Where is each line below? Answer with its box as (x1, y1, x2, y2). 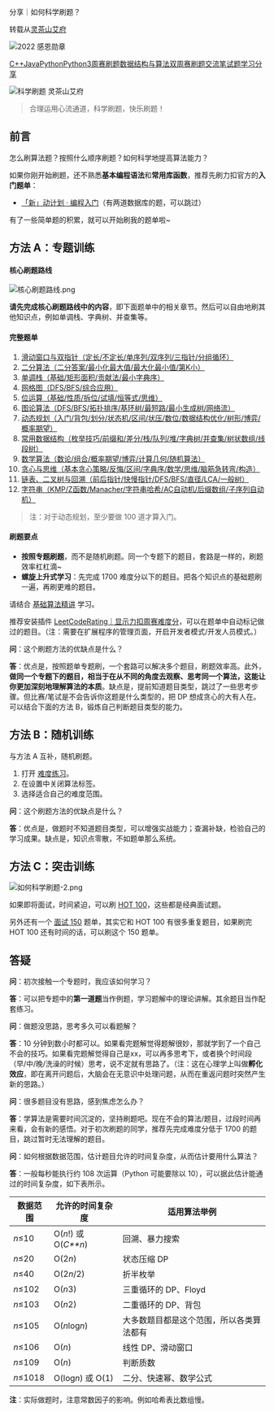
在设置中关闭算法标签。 (20, 778, 100, 788)
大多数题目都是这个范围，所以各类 (122, 1314, 253, 1326)
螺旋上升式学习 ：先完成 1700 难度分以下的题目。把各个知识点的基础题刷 (20, 572, 263, 582)
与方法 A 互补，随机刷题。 (9, 751, 97, 760)
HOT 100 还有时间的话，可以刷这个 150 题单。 (9, 927, 163, 937)
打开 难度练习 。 (20, 768, 74, 778)
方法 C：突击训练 (9, 860, 95, 874)
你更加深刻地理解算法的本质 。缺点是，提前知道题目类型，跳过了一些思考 (9, 682, 251, 691)
